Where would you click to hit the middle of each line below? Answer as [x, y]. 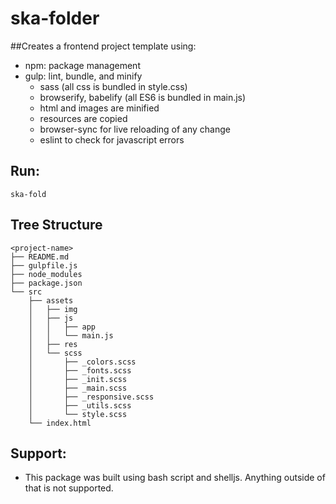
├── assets [51, 300]
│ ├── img [53, 309]
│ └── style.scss [78, 414]
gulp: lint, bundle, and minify [83, 76]
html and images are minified [99, 108]
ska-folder [55, 18]
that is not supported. [69, 488]
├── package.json [46, 283]
